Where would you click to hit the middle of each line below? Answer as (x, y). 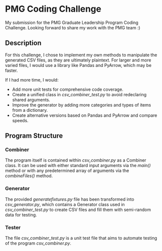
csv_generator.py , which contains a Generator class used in (65, 204)
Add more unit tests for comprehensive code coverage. (68, 89)
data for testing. (21, 215)
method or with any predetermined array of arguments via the (67, 171)
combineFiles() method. (29, 176)
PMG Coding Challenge (53, 9)
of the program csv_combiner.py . (38, 243)
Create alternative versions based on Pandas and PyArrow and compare (85, 115)
